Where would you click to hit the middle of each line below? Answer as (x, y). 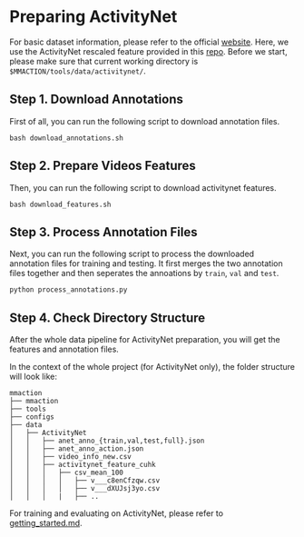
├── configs (32, 417)
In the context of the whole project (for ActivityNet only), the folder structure (152, 367)
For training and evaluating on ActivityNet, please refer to (117, 513)
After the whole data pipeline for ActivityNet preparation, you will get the (145, 340)
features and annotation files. (64, 349)
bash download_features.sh (60, 204)
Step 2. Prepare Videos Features (103, 166)
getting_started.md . (46, 523)
